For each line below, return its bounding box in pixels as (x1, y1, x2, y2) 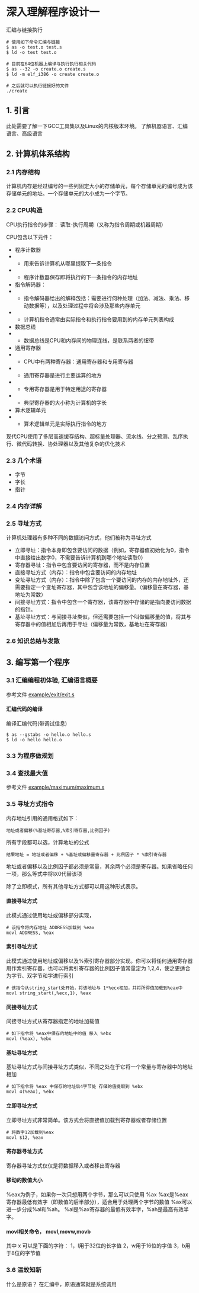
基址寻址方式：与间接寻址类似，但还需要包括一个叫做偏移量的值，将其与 (14, 613, 191, 620)
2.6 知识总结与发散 (6, 637, 60, 645)
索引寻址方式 (6, 943, 37, 950)
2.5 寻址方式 (6, 519, 42, 527)
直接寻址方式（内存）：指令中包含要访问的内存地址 (14, 569, 137, 576)
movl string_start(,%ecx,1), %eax (6, 990, 92, 996)
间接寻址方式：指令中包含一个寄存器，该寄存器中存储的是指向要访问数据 (14, 599, 191, 606)
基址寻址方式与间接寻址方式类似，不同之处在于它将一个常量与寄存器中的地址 (6, 1063, 193, 1070)
